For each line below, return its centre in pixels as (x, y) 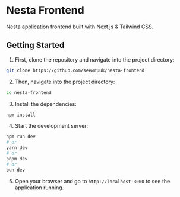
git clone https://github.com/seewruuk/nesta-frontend (75, 70)
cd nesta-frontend (29, 92)
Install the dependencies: (46, 104)
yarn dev (17, 148)
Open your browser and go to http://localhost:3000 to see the (92, 181)
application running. (39, 188)
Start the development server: (51, 126)
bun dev (16, 170)
